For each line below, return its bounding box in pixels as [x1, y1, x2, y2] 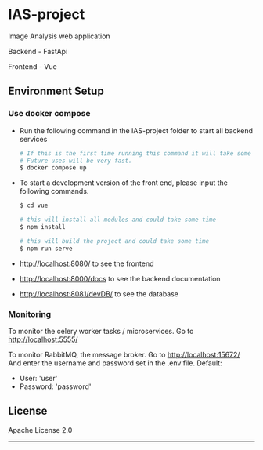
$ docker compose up [19, 164, 87, 172]
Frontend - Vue [8, 61, 57, 71]
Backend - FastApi [8, 46, 68, 56]
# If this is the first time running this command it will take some [19, 149, 252, 158]
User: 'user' [19, 373, 58, 383]
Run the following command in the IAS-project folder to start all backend [19, 125, 253, 135]
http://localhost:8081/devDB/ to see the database [19, 289, 178, 299]
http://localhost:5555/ [8, 335, 78, 344]
